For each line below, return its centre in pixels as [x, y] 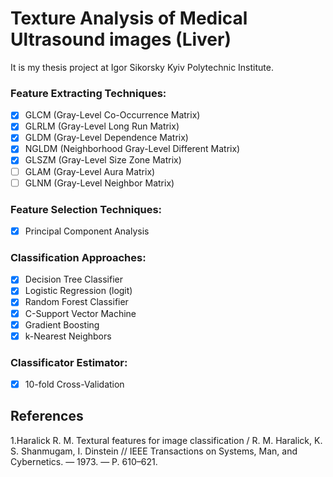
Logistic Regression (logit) [78, 291]
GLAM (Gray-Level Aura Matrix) [90, 171]
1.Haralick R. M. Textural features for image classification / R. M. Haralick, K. [166, 440]
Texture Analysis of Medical [129, 18]
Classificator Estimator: [69, 362]
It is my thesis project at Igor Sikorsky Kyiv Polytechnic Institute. [142, 67]
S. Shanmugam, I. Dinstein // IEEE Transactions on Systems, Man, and [154, 451]
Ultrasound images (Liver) [121, 39]
